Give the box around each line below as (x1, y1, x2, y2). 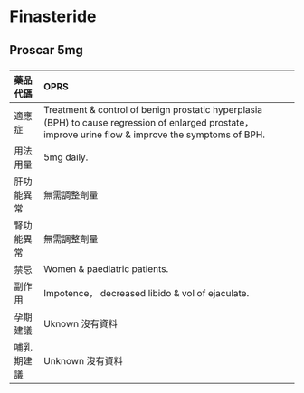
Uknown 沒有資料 (43, 317, 118, 330)
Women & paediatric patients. (43, 262, 169, 275)
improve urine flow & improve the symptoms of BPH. (43, 128, 265, 141)
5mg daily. (43, 151, 89, 164)
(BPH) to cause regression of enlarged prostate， (43, 116, 254, 128)
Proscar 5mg (9, 42, 84, 58)
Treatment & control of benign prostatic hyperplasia (43, 103, 263, 116)
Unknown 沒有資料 (43, 354, 124, 367)
